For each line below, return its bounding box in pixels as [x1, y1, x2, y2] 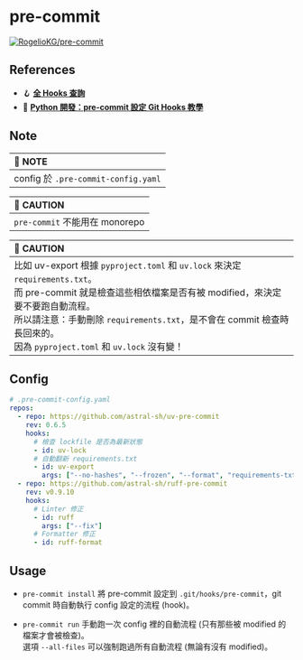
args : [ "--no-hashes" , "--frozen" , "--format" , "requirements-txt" [41, 471, 300, 480]
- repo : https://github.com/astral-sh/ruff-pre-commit [17, 479, 228, 488]
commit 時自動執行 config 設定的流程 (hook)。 [22, 599, 195, 610]
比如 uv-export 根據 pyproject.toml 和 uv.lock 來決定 [14, 259, 242, 272]
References [9, 62, 76, 78]
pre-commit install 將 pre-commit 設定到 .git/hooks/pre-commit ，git [22, 588, 282, 599]
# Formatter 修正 [32, 530, 96, 539]
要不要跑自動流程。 [14, 300, 96, 312]
